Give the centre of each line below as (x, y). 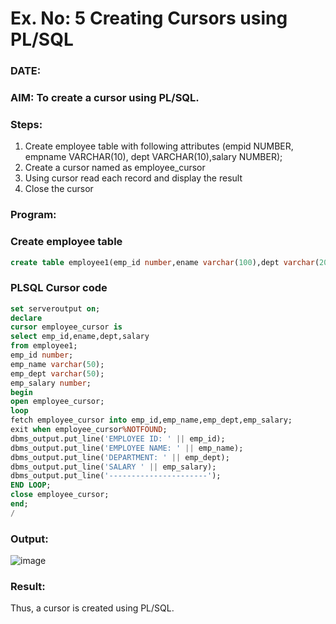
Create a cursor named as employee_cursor (115, 168)
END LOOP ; (31, 485)
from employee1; (44, 346)
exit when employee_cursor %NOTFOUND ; (89, 430)
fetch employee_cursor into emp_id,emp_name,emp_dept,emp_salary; (151, 420)
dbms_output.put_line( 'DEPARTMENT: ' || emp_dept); (120, 457)
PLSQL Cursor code (59, 288)
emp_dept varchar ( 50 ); (57, 373)
